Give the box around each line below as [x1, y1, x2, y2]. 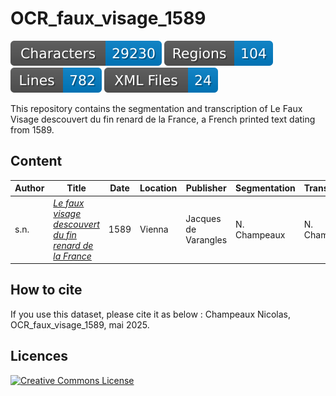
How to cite [10, 282, 83, 299]
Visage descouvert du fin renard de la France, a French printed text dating [10, 113, 316, 125]
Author [14, 182, 45, 194]
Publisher [185, 182, 227, 194]
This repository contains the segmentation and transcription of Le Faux [10, 102, 303, 114]
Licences [10, 348, 69, 365]
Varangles [185, 234, 228, 246]
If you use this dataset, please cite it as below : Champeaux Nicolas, [10, 308, 291, 320]
